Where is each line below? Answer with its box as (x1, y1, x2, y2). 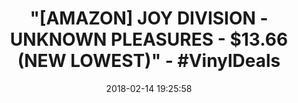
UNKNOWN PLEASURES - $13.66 (9, 28, 289, 51)
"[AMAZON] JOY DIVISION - (29, 7, 269, 30)
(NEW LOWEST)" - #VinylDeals (17, 50, 281, 72)
